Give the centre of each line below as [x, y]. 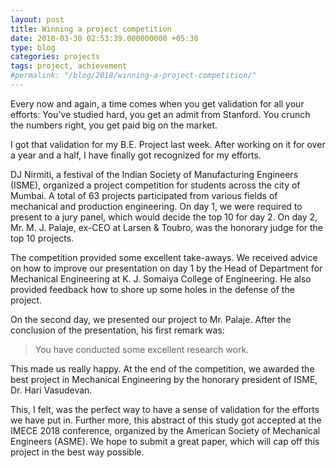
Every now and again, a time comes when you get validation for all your [157, 103]
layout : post [37, 19]
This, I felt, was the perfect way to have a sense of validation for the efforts [165, 409]
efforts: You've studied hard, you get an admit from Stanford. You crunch [160, 114]
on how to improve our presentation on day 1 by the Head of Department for [166, 268]
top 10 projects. [42, 238]
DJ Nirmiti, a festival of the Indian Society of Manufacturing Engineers [154, 174]
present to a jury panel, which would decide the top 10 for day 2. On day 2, [164, 217]
